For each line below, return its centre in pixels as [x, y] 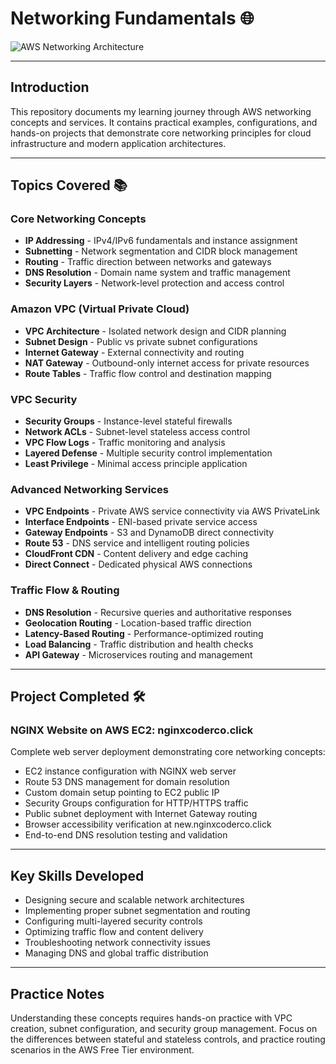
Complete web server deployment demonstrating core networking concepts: [168, 752]
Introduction [50, 87]
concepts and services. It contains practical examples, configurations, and [164, 122]
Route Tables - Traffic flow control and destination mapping [148, 373]
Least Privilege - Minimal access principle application [136, 464]
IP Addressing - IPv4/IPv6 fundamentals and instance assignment [161, 241]
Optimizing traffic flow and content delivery [114, 932]
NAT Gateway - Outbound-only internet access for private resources [167, 363]
